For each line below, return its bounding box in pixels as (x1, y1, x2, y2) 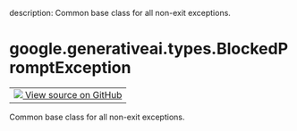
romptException (9, 58, 132, 78)
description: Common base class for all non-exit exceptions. (9, 8, 231, 18)
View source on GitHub (25, 88, 123, 101)
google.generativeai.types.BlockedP (9, 39, 289, 59)
